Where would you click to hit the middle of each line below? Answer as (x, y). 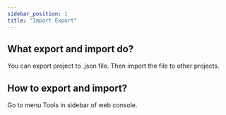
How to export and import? (67, 88)
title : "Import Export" (42, 20)
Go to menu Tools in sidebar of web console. (72, 105)
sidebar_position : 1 (38, 14)
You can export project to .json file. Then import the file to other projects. (114, 66)
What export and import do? (71, 49)
